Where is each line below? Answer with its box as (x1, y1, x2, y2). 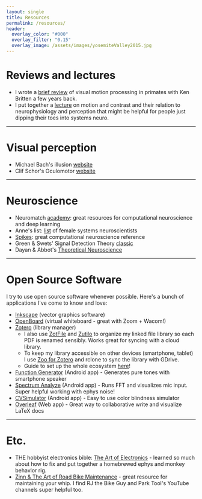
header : (6, 25, 26, 32)
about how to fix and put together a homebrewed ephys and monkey (14, 460, 185, 468)
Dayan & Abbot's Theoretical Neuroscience (14, 246, 122, 253)
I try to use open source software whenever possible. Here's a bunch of (6, 293, 185, 300)
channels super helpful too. (14, 486, 83, 493)
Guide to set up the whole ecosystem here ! (23, 362, 131, 369)
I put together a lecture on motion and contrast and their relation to (14, 101, 180, 109)
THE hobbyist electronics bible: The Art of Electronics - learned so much (14, 454, 195, 461)
